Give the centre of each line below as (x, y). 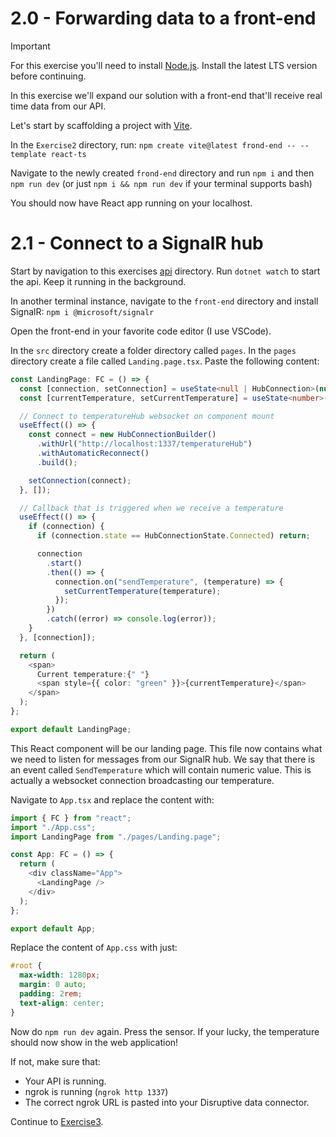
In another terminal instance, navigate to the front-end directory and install (164, 301)
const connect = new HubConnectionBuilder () (122, 435)
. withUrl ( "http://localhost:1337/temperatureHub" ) (144, 444)
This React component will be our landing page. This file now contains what (166, 748)
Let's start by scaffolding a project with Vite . (101, 125)
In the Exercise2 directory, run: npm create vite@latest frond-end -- (153, 144)
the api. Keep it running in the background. (98, 281)
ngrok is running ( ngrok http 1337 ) (96, 1091)
